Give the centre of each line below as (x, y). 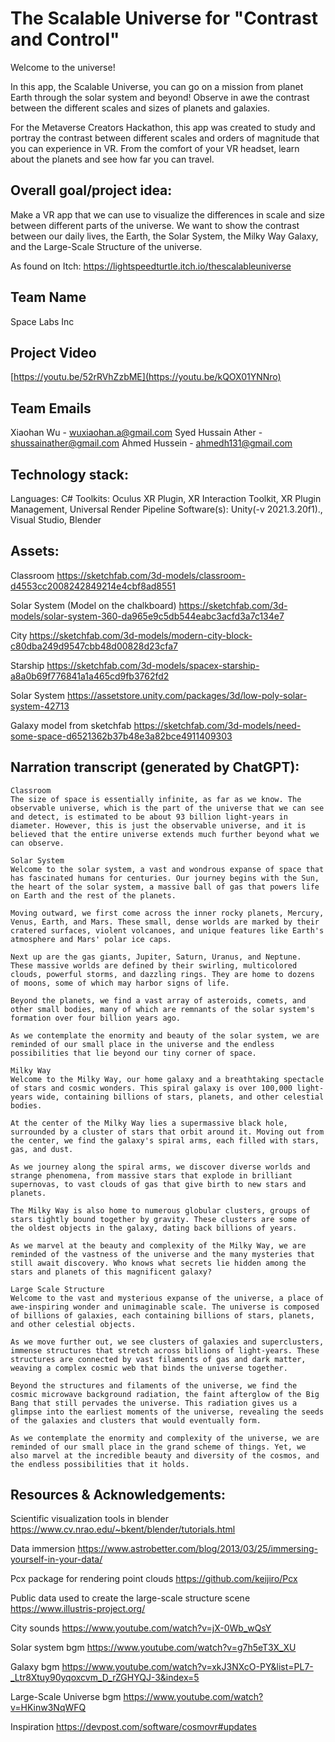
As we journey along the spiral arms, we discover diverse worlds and (160, 1167)
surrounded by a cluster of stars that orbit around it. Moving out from (167, 1132)
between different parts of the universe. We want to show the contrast (155, 225)
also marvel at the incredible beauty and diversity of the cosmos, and (165, 1455)
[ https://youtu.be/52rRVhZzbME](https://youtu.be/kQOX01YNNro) (146, 377)
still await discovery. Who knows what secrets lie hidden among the (158, 1263)
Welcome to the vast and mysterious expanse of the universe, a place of (167, 1298)
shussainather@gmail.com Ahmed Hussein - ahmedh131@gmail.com (151, 443)
